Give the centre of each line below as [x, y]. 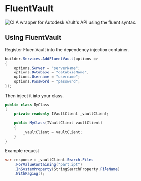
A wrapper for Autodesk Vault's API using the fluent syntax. [76, 22]
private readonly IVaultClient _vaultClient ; [62, 114]
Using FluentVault [33, 38]
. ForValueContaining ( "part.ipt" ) [48, 164]
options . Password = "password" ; [47, 82]
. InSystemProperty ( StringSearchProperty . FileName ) [67, 169]
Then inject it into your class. [35, 95]
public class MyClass [27, 105]
